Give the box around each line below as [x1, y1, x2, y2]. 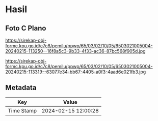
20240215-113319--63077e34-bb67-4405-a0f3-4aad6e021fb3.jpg [5, 69, 146, 75]
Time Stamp [8, 107, 37, 114]
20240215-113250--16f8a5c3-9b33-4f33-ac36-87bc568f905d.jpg [5, 48, 146, 54]
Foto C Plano [5, 24, 46, 33]
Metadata [5, 83, 37, 92]
